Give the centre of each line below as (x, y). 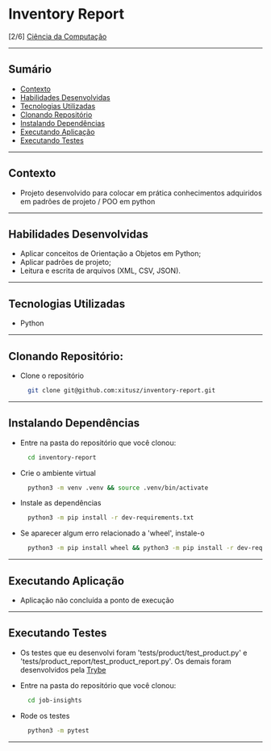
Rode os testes (45, 715)
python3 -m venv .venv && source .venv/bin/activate (118, 488)
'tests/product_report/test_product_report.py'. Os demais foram (125, 661)
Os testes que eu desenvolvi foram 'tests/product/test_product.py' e (133, 652)
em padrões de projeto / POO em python (88, 201)
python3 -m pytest (58, 730)
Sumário (30, 69)
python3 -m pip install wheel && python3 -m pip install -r (131, 548)
